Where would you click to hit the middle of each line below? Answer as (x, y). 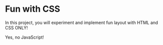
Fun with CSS (33, 9)
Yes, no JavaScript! (24, 37)
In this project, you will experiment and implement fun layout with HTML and (82, 22)
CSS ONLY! (17, 27)
